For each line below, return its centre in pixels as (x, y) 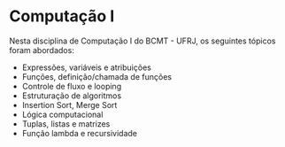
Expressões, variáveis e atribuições (87, 67)
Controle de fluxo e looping (72, 86)
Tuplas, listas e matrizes (66, 124)
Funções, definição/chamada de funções (97, 76)
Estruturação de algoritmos (72, 96)
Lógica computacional (62, 114)
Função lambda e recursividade (79, 133)
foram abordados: (42, 50)
